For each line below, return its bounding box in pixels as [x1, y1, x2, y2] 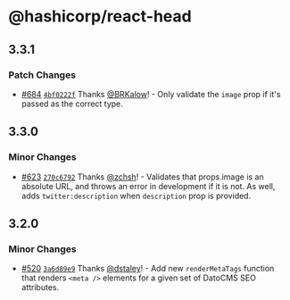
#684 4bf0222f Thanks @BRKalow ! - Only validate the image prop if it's [21, 88, 281, 99]
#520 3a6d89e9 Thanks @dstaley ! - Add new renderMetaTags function [21, 263, 275, 274]
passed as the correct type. [21, 98, 124, 109]
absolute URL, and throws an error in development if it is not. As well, [21, 180, 276, 191]
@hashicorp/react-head [8, 6, 193, 27]
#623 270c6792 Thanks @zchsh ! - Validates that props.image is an [21, 171, 264, 182]
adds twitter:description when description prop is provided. [21, 190, 252, 201]
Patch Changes [8, 69, 77, 81]
